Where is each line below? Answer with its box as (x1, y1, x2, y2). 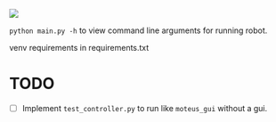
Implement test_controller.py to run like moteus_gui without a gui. (21, 102, 268, 113)
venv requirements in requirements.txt (9, 43, 150, 53)
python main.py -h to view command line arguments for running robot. (9, 25, 268, 36)
